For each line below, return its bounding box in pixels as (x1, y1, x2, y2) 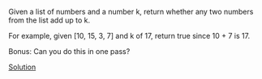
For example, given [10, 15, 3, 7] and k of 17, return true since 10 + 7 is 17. (8, 31, 250, 40)
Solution (8, 62, 37, 72)
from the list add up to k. (8, 15, 91, 25)
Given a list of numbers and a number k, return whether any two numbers (8, 7, 254, 16)
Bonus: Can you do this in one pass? (8, 47, 131, 56)
